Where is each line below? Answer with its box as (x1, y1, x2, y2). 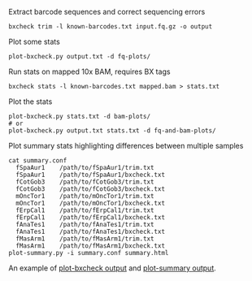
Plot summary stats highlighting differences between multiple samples (8, 141, 244, 150)
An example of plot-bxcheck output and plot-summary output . (8, 263, 217, 273)
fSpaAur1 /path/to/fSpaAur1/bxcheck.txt (15, 171, 165, 179)
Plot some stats (8, 37, 61, 46)
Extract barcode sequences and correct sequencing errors (8, 7, 206, 16)
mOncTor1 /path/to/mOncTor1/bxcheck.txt (15, 199, 165, 207)
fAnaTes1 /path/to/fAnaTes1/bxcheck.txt (15, 227, 165, 236)
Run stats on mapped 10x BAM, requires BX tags (8, 67, 171, 76)
